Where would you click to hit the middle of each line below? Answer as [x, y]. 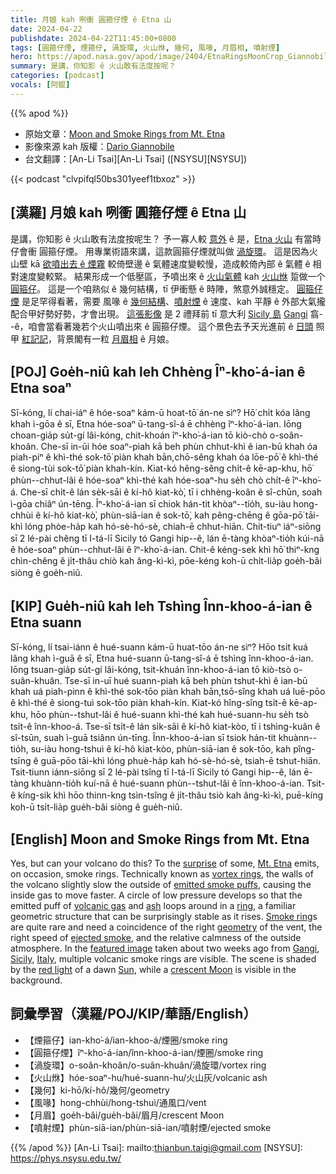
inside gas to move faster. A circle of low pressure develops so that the [156, 895]
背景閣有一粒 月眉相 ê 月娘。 [115, 338]
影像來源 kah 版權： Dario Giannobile [99, 146]
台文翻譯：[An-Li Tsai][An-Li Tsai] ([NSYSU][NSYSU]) [136, 158]
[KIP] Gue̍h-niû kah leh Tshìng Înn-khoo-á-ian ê [161, 606]
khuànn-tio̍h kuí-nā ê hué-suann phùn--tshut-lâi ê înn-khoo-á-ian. [168, 783]
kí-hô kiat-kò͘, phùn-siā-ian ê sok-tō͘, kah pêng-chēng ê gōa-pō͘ [173, 515]
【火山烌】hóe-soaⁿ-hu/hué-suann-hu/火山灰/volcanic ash [146, 1077]
